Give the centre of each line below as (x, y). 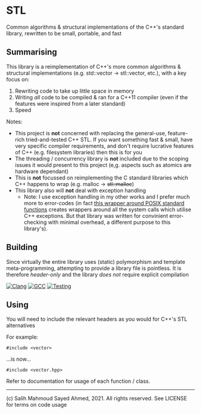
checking (35, 222)
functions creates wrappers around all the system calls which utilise (107, 209)
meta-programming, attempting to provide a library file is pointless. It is (94, 268)
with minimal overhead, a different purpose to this (109, 222)
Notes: (14, 121)
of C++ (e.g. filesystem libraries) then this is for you (78, 152)
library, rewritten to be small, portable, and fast (64, 33)
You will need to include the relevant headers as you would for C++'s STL (97, 319)
